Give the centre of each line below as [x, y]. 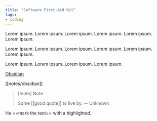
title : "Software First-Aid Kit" [41, 10]
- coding [14, 19]
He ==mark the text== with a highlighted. [48, 113]
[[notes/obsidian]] [24, 84]
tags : [11, 15]
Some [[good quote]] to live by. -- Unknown [63, 103]
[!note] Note [30, 94]
